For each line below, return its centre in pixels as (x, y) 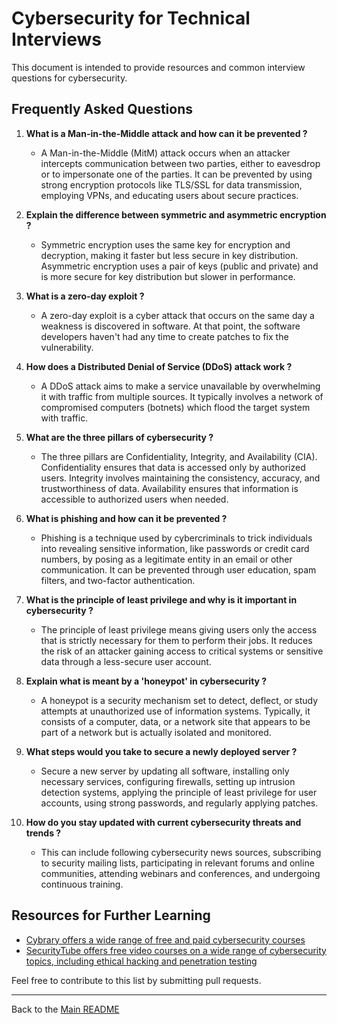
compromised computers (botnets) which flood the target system (175, 407)
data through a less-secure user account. (126, 661)
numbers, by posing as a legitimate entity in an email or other (166, 559)
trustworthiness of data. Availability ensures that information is (169, 488)
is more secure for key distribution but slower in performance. (168, 276)
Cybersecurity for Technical (131, 18)
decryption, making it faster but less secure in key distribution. (169, 255)
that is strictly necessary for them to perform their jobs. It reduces (176, 640)
